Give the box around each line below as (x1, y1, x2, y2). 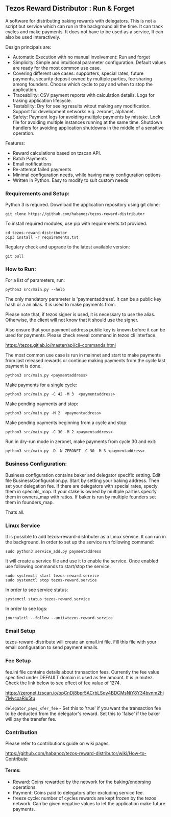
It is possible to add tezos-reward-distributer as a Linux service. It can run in (5, 534, 166, 539)
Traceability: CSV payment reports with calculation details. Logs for (12, 92, 155, 98)
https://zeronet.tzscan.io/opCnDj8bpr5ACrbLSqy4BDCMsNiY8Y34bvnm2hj (5, 689, 164, 696)
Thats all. (5, 509, 25, 515)
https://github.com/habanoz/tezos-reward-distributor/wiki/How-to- (5, 750, 147, 756)
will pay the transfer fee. (5, 716, 57, 722)
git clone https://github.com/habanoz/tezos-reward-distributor (5, 212, 145, 217)
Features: (5, 140, 26, 146)
